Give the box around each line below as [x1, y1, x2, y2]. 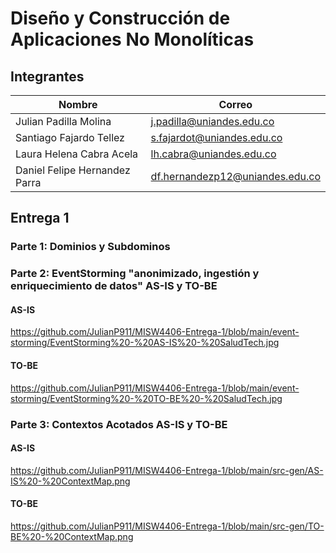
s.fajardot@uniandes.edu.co [150, 131, 283, 144]
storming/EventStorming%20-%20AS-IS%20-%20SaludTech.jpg [10, 337, 280, 349]
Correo [218, 98, 253, 111]
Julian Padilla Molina [15, 115, 112, 128]
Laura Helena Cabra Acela [15, 147, 139, 161]
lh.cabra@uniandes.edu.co [150, 147, 277, 161]
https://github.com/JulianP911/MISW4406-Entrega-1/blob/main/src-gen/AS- [10, 464, 324, 476]
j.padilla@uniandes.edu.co [150, 115, 275, 128]
